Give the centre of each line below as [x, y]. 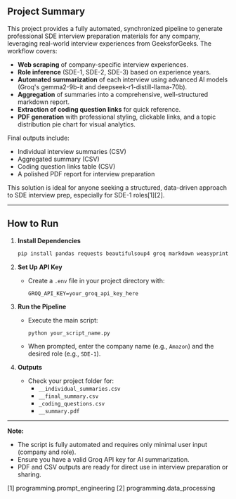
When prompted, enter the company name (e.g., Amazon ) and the [121, 346]
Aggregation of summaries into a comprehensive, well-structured [113, 94]
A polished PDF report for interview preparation [86, 174]
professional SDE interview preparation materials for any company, [104, 36]
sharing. [29, 474]
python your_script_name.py [69, 333]
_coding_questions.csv [72, 404]
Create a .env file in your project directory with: [96, 280]
